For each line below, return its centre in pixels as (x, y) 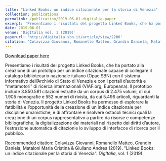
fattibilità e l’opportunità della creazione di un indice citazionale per (73, 107)
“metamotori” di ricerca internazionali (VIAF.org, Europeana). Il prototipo (79, 86)
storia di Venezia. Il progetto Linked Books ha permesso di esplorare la (77, 102)
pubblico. (15, 133)
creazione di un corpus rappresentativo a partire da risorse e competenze (80, 117)
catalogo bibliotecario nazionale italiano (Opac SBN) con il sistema (73, 76)
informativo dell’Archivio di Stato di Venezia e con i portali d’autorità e (76, 81)
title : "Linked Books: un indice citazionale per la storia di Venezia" (82, 10)
